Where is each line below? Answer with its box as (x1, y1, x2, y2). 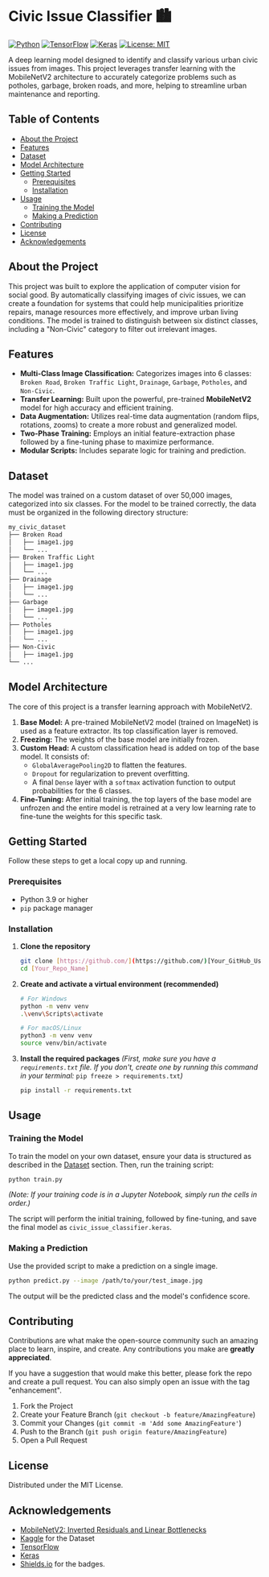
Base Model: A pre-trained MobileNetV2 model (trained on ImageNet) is (19, 717, 259, 726)
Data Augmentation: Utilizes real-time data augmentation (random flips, (19, 412, 259, 421)
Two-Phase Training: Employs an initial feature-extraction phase (19, 428, 235, 438)
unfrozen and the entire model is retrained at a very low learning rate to (19, 803, 256, 813)
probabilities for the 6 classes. (31, 785, 132, 795)
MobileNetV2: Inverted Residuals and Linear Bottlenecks (19, 1525, 207, 1535)
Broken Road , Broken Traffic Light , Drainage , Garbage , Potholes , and (19, 377, 247, 387)
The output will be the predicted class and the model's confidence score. (8, 1291, 251, 1301)
